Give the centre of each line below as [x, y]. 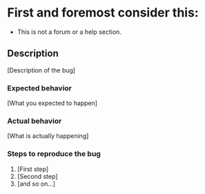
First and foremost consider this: [103, 13]
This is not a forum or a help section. [69, 32]
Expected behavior [40, 88]
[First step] [33, 169]
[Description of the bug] [41, 70]
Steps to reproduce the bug [54, 154]
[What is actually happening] [48, 136]
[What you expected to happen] [52, 103]
